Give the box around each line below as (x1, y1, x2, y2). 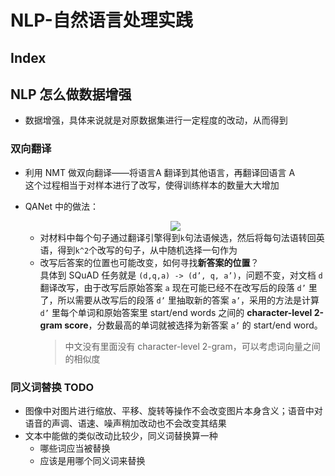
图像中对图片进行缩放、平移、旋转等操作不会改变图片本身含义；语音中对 (24, 404, 323, 416)
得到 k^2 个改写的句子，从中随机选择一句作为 (57, 244, 238, 256)
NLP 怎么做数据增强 (10, 86, 132, 103)
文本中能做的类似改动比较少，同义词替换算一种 (24, 429, 218, 441)
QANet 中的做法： (24, 200, 99, 212)
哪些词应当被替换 (39, 442, 111, 454)
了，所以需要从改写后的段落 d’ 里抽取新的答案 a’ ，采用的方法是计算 (39, 294, 320, 306)
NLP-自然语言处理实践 (10, 9, 193, 32)
